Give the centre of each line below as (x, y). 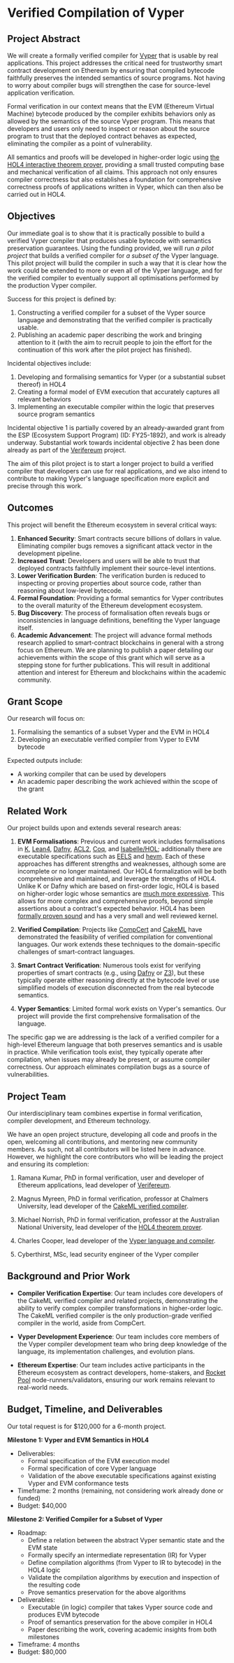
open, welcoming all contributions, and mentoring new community (102, 1142)
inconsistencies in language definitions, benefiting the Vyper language (119, 620)
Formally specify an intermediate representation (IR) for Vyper (117, 1555)
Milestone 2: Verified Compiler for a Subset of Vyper (85, 1519)
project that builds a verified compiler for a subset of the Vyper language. (113, 255)
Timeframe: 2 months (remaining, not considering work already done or (120, 1491)
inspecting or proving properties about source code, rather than (109, 583)
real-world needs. (43, 1387)
